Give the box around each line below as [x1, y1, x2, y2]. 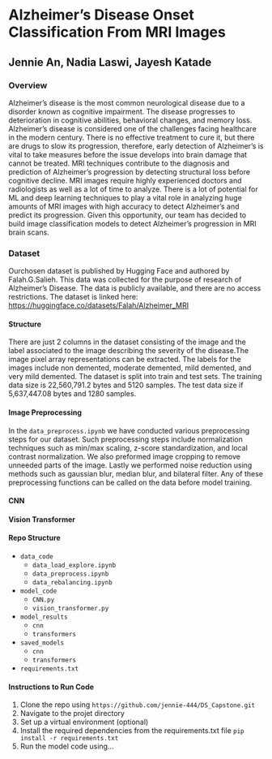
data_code [19, 552, 54, 561]
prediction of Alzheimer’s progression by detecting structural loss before [8, 166, 251, 176]
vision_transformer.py [32, 604, 109, 612]
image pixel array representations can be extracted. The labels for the [8, 355, 241, 364]
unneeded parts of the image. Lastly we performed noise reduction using [8, 460, 253, 470]
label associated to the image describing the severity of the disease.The [8, 346, 249, 356]
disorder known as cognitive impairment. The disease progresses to [8, 106, 236, 116]
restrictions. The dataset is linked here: [8, 292, 138, 302]
